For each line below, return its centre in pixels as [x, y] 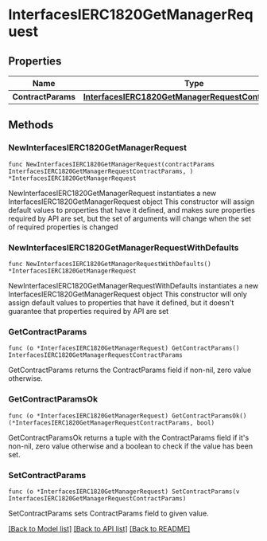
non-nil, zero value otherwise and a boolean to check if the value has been [130, 446]
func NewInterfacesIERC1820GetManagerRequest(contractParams [112, 164]
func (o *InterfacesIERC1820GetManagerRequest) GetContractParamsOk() [128, 416]
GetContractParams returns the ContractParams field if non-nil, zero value [130, 370]
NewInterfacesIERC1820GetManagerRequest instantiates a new [112, 193]
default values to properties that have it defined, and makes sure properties [132, 210]
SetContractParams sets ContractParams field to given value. [108, 513]
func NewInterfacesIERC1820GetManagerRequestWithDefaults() [110, 264]
